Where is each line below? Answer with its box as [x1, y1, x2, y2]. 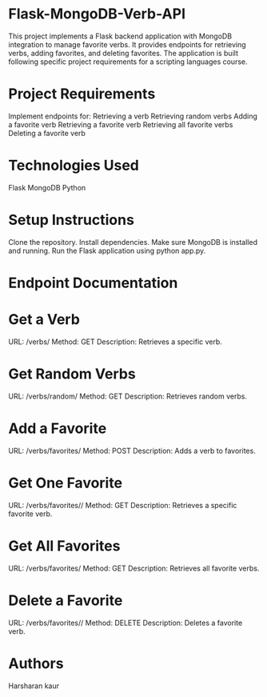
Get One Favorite [8, 474, 122, 492]
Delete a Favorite [8, 591, 123, 609]
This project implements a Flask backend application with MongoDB [8, 31, 233, 41]
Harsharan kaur [8, 681, 60, 691]
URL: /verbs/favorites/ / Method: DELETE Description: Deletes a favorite [8, 618, 243, 627]
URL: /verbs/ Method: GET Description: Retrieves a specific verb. [8, 337, 222, 346]
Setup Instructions [8, 211, 134, 229]
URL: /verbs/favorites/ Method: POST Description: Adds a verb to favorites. [8, 446, 256, 455]
